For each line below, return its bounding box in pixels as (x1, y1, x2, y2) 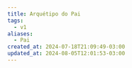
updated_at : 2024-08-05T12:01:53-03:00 (7, 50, 126, 57)
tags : (7, 17, 23, 24)
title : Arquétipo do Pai (7, 10, 81, 18)
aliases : (7, 30, 33, 38)
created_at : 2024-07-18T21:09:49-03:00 (7, 43, 126, 50)
